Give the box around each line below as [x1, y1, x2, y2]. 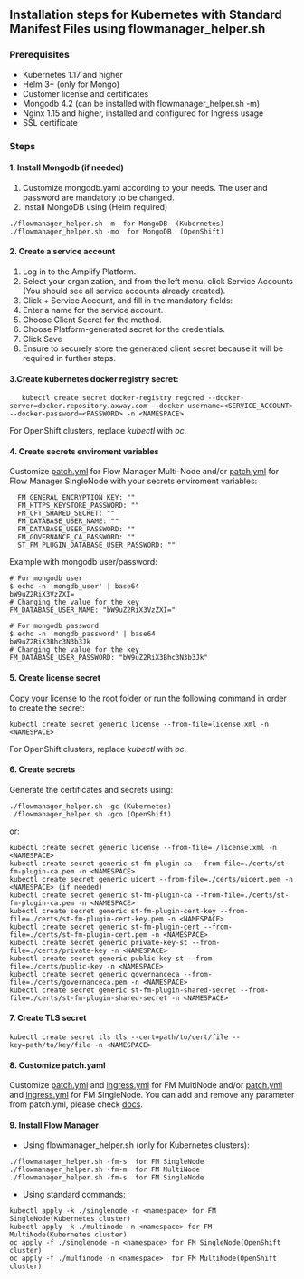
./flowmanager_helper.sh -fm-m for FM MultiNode [9, 1165, 201, 1175]
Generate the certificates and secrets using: [9, 784, 174, 795]
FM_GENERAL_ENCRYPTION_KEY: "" [17, 493, 136, 502]
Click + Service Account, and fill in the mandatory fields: [22, 295, 233, 306]
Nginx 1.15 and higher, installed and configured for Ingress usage [22, 108, 264, 119]
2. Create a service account [9, 246, 116, 257]
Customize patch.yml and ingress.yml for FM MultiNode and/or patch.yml [9, 1080, 283, 1091]
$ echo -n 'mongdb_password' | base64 [9, 629, 156, 639]
